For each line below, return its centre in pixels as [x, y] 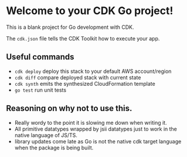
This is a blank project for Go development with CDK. [70, 27]
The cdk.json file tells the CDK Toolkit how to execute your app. [83, 38]
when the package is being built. [54, 148]
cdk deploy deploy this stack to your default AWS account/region [93, 71]
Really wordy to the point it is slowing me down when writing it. [91, 122]
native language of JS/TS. [46, 135]
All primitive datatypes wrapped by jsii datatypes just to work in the [96, 129]
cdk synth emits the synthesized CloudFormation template [85, 83]
